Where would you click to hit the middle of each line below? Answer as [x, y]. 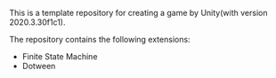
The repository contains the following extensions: [100, 39]
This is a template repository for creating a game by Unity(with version [138, 13]
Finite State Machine [60, 56]
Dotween [39, 66]
